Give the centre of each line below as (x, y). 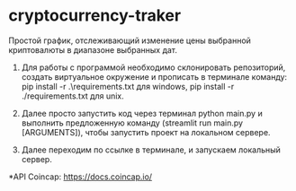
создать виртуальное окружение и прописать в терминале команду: (154, 76)
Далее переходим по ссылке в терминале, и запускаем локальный (151, 150)
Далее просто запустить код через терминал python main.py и (142, 113)
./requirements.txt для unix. (73, 96)
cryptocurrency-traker (95, 16)
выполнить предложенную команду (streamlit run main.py (132, 123)
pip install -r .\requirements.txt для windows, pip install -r (128, 86)
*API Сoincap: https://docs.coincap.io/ (81, 177)
